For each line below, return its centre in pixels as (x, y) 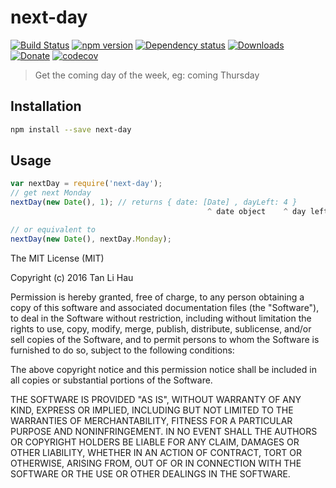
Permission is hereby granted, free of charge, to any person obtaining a (157, 297)
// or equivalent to (53, 229)
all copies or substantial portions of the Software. (111, 380)
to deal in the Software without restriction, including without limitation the (161, 318)
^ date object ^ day (257, 212)
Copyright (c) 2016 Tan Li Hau (72, 277)
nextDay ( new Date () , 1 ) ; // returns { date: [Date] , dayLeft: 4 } (154, 202)
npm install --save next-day (71, 129)
